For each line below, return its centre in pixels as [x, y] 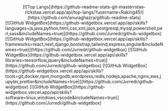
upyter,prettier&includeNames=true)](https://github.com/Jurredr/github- [80, 82]
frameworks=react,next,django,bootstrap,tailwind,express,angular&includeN [84, 44]
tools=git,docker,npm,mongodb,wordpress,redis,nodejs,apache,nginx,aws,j [83, 76]
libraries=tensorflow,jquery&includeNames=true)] [56, 60]
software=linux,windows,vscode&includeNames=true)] [62, 97]
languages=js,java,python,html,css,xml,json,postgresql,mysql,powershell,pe [84, 28]
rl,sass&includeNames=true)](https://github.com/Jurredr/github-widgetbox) [83, 33]
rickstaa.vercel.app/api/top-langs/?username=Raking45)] [84, 12]
